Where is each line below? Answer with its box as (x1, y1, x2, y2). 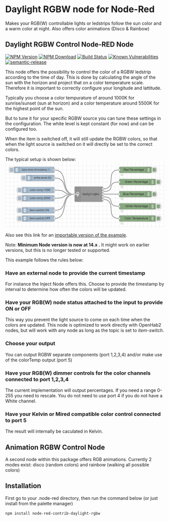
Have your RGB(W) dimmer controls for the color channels (5, 370, 151, 377)
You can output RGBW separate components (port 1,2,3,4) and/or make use (5, 351, 162, 357)
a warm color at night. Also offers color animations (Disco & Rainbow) (5, 25, 150, 31)
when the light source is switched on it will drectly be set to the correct (5, 141, 153, 147)
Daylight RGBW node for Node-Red (5, 4, 155, 15)
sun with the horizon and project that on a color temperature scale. (5, 79, 144, 85)
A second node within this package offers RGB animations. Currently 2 (5, 456, 152, 462)
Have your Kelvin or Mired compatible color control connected (5, 410, 161, 418)
